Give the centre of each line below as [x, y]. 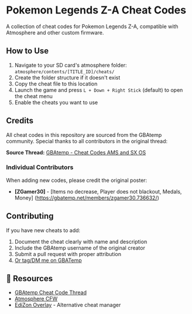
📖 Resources [30, 279]
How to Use [28, 51]
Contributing [30, 216]
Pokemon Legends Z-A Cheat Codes [96, 10]
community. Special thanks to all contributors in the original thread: [87, 141]
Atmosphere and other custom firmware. [55, 32]
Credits [20, 121]
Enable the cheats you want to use [56, 102]
